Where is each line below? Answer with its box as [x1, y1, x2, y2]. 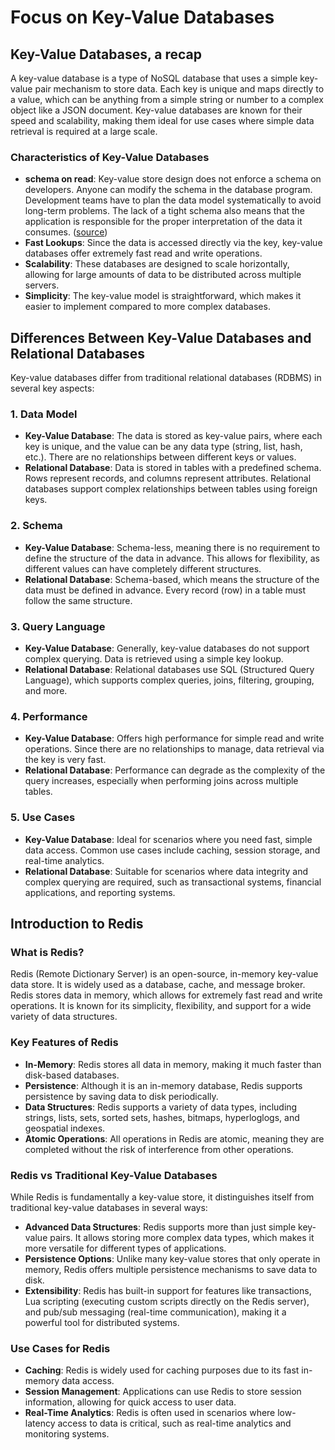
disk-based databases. [24, 1069, 120, 1081]
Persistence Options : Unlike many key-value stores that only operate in [24, 1252, 321, 1265]
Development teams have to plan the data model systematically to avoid [24, 194, 322, 206]
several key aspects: [10, 382, 95, 395]
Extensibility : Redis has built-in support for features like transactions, [24, 1284, 312, 1296]
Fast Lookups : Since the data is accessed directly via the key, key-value [24, 237, 323, 249]
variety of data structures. [10, 1011, 118, 1023]
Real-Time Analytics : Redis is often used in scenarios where [24, 1407, 276, 1419]
